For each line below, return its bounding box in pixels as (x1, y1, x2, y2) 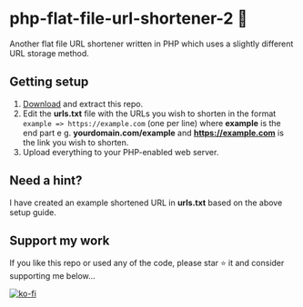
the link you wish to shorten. (22, 136, 129, 148)
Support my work (9, 233, 110, 248)
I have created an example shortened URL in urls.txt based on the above (9, 197, 283, 208)
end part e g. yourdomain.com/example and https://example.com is (22, 127, 285, 138)
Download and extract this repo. (22, 98, 144, 109)
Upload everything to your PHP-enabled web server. (22, 146, 219, 157)
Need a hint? (9, 173, 83, 189)
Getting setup (9, 74, 89, 90)
